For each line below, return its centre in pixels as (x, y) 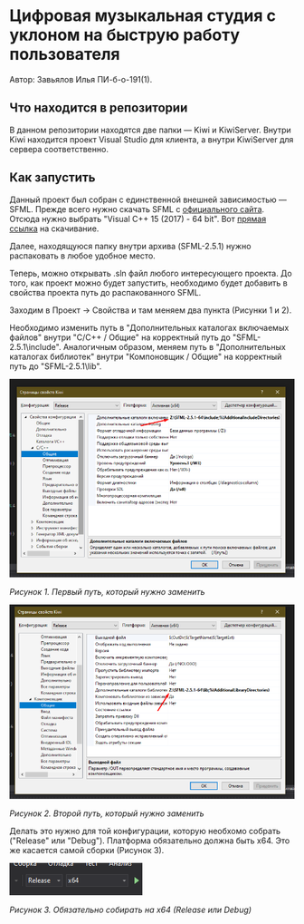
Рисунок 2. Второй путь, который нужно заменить (107, 813)
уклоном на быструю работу (124, 35)
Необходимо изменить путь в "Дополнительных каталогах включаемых (149, 327)
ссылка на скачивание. (54, 229)
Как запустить (52, 178)
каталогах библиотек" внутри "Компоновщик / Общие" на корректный (146, 356)
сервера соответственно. (59, 149)
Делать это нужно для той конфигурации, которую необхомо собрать (145, 831)
